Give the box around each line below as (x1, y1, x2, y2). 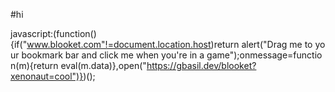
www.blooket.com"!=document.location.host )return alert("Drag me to (26, 39, 313, 50)
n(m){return (10, 60, 59, 71)
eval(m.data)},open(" (60, 60, 147, 71)
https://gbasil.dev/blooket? (146, 60, 257, 71)
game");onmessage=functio (206, 49, 323, 61)
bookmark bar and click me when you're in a (21, 49, 205, 61)
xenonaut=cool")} (10, 70, 84, 82)
